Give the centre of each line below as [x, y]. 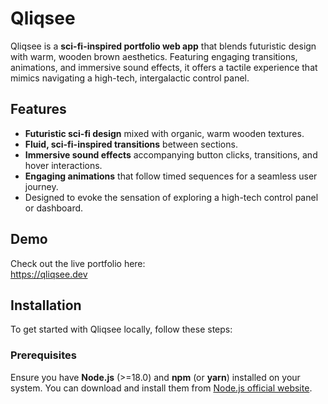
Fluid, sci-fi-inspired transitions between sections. [131, 144]
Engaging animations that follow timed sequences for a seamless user [171, 176]
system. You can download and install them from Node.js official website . [161, 388]
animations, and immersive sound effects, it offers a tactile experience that [164, 67]
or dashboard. [54, 208]
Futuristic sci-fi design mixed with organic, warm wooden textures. [164, 133]
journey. [41, 186]
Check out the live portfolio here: [78, 263]
